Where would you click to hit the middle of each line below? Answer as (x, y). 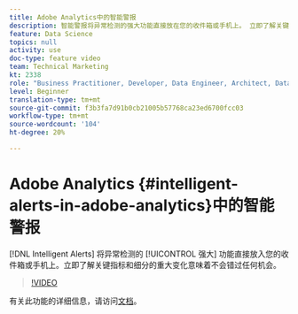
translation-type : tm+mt (55, 100)
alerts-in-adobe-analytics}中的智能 (142, 206)
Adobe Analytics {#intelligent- (124, 184)
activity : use (35, 50)
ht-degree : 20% (37, 133)
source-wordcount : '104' (55, 125)
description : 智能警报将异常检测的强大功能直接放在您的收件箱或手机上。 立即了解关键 (149, 26)
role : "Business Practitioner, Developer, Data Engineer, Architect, (141, 83)
